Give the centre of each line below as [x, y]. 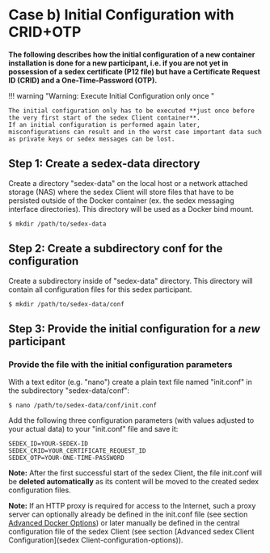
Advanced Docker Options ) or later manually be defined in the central [124, 523]
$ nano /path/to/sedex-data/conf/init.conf [83, 406]
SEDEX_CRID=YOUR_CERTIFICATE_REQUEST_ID [78, 451]
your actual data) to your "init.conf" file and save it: [93, 429]
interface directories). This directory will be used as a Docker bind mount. [131, 209]
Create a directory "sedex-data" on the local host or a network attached [128, 183]
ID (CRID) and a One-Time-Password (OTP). [83, 80]
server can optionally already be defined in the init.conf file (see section [128, 514]
